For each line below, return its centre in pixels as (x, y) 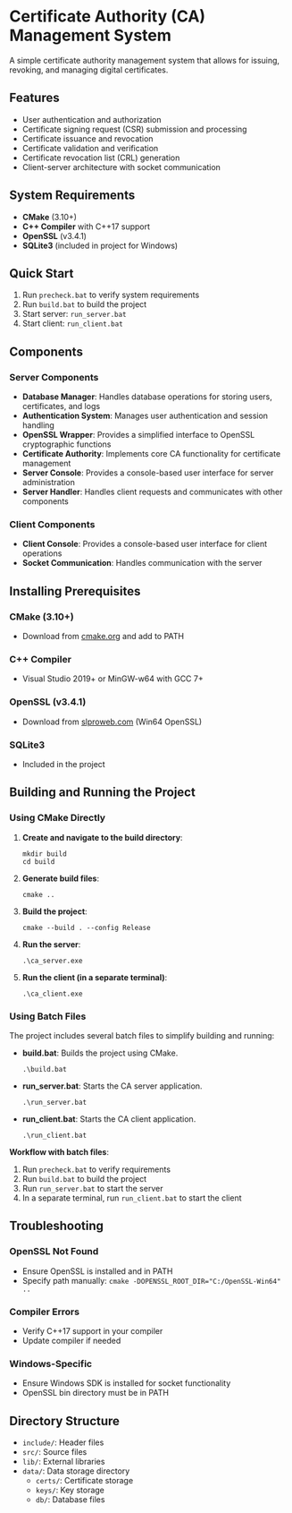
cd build (38, 861)
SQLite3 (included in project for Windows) (100, 245)
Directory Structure (65, 1421)
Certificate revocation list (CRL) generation (101, 158)
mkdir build (44, 854)
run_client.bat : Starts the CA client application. (109, 1119)
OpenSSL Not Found (54, 1252)
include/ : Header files (63, 1442)
